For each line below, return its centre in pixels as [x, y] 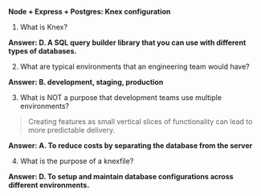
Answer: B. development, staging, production [86, 82]
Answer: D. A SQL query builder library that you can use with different [127, 42]
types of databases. [43, 51]
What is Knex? [44, 27]
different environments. [49, 185]
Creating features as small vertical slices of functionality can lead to [140, 122]
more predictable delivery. [71, 130]
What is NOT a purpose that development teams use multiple [121, 98]
